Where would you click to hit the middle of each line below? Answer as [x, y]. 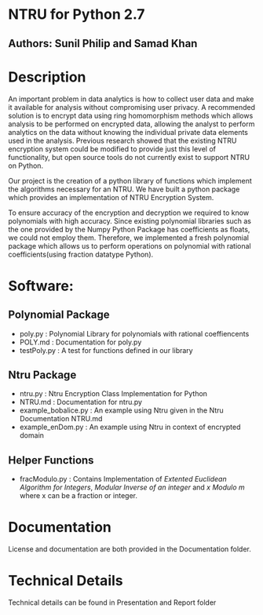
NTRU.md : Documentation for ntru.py [81, 402]
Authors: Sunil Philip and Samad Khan [103, 44]
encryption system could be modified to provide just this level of [112, 149]
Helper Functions [51, 460]
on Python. [26, 166]
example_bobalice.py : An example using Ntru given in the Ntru [121, 410]
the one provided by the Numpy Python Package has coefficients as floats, [129, 229]
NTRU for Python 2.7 [77, 15]
